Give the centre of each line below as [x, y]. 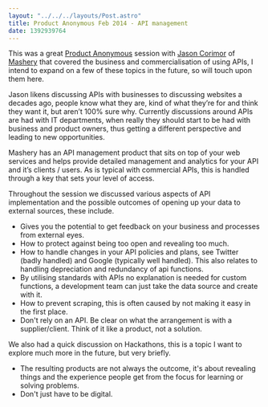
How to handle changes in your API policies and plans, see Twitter [129, 252]
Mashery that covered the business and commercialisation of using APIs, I [131, 62]
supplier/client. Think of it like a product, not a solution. [111, 329]
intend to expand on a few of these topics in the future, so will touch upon [130, 71]
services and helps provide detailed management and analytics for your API [134, 161]
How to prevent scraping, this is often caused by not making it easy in [135, 303]
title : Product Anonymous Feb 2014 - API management [98, 23]
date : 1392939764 [37, 31]
